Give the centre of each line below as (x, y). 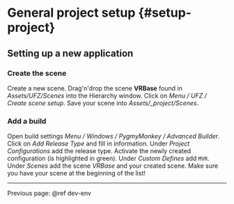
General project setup (71, 13)
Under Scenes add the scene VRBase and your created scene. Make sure (113, 166)
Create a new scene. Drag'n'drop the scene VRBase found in (95, 88)
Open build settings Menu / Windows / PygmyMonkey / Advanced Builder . (114, 136)
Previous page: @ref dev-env (49, 194)
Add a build (27, 121)
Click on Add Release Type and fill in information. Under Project (99, 143)
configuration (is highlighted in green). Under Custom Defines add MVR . (109, 159)
